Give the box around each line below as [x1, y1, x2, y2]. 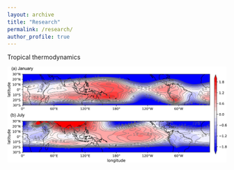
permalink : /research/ [7, 26, 73, 33]
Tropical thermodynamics [7, 53, 81, 62]
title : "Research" [7, 18, 61, 26]
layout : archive [7, 11, 54, 18]
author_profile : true [7, 33, 70, 40]
